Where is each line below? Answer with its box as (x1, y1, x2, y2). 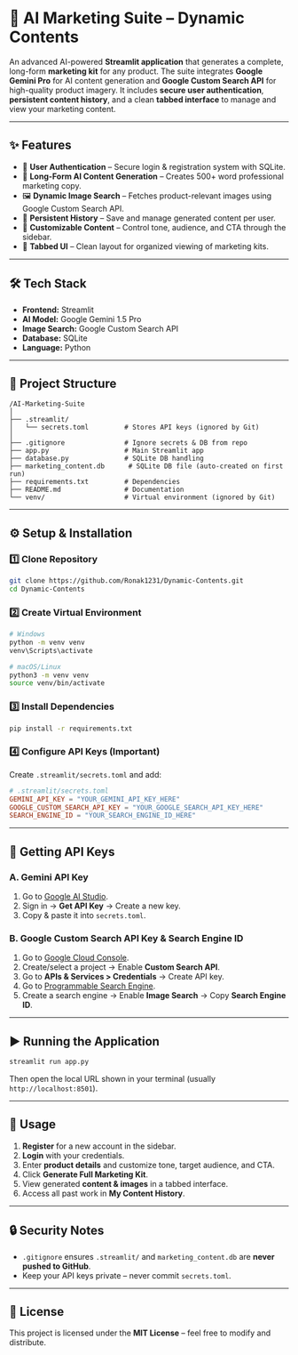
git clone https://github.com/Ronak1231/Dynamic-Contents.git (9, 577, 244, 585)
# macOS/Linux (9, 662, 62, 671)
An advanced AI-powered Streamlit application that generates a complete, (9, 56, 284, 67)
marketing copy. (21, 180, 82, 190)
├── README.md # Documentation (9, 485, 184, 495)
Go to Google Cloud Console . (21, 952, 129, 964)
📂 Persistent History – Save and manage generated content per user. (21, 213, 277, 223)
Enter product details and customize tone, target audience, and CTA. (21, 1159, 275, 1170)
